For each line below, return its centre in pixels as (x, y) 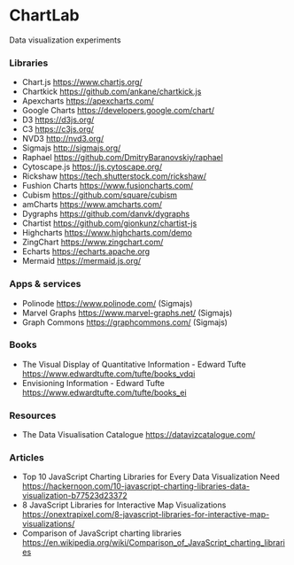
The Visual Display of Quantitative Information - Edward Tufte (134, 364)
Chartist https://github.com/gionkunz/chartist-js (109, 223)
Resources (33, 415)
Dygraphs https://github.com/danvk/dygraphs (106, 214)
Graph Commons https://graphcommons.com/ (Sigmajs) (125, 322)
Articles (27, 458)
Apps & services (45, 284)
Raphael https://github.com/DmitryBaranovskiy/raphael (122, 158)
